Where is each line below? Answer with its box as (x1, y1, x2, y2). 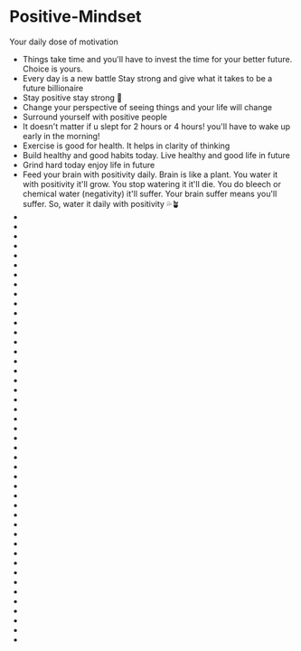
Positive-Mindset (9, 6, 142, 27)
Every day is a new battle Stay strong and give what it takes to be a (22, 72, 273, 83)
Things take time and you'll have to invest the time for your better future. (22, 53, 293, 64)
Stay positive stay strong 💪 (22, 92, 123, 103)
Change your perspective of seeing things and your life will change (22, 101, 273, 112)
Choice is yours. (22, 63, 83, 74)
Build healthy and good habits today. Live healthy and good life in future (22, 149, 291, 160)
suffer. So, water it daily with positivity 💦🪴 (22, 198, 181, 209)
